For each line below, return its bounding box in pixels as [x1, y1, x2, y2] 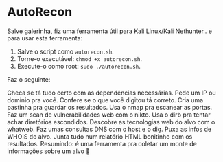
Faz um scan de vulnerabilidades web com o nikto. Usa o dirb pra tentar [7, 111, 211, 119]
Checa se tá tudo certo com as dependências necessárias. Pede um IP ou [7, 89, 216, 97]
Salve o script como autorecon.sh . [16, 47, 115, 56]
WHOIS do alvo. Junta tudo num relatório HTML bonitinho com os [7, 132, 193, 141]
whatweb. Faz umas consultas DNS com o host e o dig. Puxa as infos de [7, 125, 212, 133]
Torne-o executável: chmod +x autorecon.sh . [16, 54, 143, 62]
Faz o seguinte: [7, 75, 51, 83]
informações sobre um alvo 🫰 [7, 147, 91, 155]
